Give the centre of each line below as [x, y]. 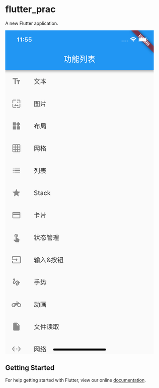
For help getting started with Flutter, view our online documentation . [75, 380]
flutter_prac [30, 9]
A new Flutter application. [32, 23]
